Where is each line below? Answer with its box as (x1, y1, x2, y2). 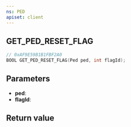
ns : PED (6, 8, 25, 15)
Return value (6, 113, 55, 123)
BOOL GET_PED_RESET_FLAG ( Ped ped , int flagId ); (6, 58, 126, 63)
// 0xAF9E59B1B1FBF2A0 (6, 52, 62, 58)
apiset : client (6, 14, 44, 20)
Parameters (6, 74, 50, 84)
